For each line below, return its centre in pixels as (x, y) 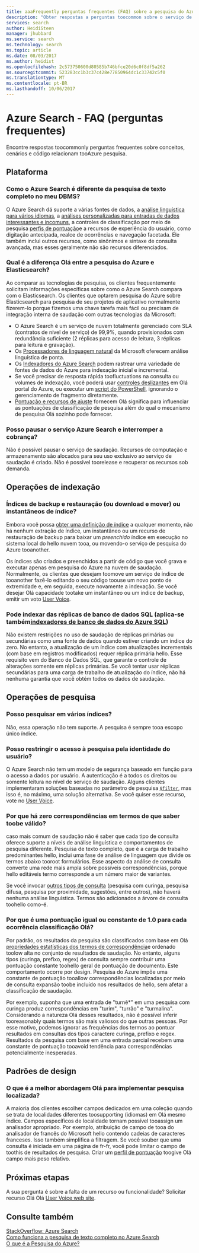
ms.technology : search (34, 45)
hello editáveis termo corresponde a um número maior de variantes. (89, 874)
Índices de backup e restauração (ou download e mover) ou (93, 504)
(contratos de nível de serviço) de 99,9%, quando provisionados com (99, 332)
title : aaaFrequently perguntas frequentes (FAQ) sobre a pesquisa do (95, 12)
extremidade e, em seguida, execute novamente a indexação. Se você (92, 586)
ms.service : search (30, 39)
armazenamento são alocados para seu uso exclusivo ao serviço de (89, 456)
